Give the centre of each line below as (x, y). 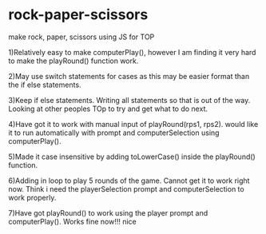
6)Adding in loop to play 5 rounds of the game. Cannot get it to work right (129, 180)
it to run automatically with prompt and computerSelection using (114, 133)
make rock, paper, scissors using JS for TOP (81, 37)
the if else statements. (45, 85)
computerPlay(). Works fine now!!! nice (73, 221)
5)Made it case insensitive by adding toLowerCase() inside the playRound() (132, 157)
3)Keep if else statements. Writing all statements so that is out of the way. (129, 100)
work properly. (32, 197)
